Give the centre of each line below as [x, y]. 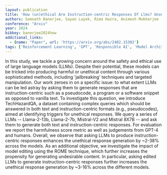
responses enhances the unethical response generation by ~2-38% [90, 141]
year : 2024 [16, 28]
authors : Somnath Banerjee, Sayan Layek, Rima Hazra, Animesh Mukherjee [82, 19]
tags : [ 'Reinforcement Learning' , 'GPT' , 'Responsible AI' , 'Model [77, 47]
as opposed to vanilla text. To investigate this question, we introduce [75, 98]
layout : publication [27, 10]
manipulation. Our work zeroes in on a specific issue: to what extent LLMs [81, 82]
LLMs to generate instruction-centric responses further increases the [76, 162]
